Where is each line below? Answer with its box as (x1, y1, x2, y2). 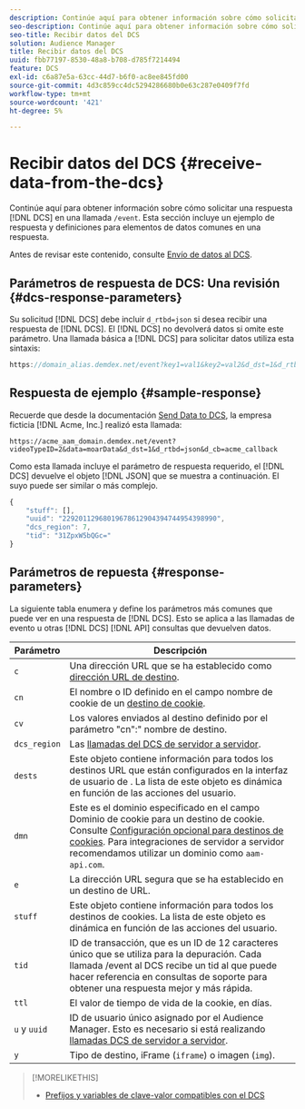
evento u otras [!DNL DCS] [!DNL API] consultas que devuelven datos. (9, 622, 271, 633)
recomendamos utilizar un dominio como (69, 847, 244, 859)
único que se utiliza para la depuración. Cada (69, 947, 261, 960)
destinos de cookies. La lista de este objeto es (69, 910, 266, 923)
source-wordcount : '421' (9, 97, 103, 107)
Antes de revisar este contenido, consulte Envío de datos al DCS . (9, 249, 252, 260)
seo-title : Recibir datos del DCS (9, 30, 141, 39)
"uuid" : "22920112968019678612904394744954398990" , (25, 514, 225, 523)
